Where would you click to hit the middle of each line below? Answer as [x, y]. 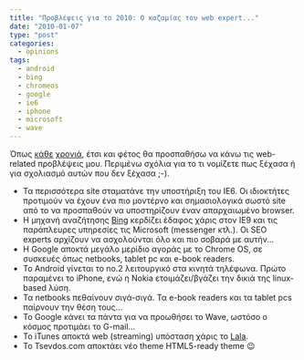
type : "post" [34, 35]
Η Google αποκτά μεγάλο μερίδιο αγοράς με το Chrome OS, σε [142, 249]
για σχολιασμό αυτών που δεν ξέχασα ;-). [90, 173]
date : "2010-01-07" [47, 26]
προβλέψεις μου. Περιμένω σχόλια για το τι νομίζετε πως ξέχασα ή [167, 164]
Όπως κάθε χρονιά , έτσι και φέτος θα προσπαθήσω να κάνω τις [131, 154]
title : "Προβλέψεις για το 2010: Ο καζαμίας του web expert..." [134, 18]
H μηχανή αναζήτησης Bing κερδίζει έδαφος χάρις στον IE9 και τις [150, 220]
